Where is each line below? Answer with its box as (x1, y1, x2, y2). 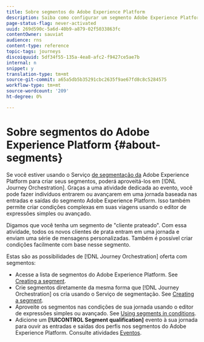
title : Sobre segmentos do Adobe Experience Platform (6, 9, 146, 15)
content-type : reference (6, 43, 69, 49)
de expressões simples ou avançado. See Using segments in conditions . (15, 309, 197, 316)
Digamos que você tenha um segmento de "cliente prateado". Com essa (6, 221, 187, 228)
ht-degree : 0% (6, 94, 42, 100)
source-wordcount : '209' (6, 88, 69, 94)
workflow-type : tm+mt (6, 83, 61, 89)
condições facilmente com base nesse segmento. (6, 241, 131, 248)
